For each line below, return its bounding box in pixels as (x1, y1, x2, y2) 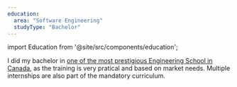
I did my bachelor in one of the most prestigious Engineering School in (7, 57, 213, 65)
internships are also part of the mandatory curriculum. (7, 71, 165, 80)
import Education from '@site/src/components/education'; (7, 43, 179, 52)
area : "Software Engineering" (13, 17, 103, 24)
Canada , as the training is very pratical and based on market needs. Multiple (7, 64, 231, 73)
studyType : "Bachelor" (13, 23, 81, 30)
